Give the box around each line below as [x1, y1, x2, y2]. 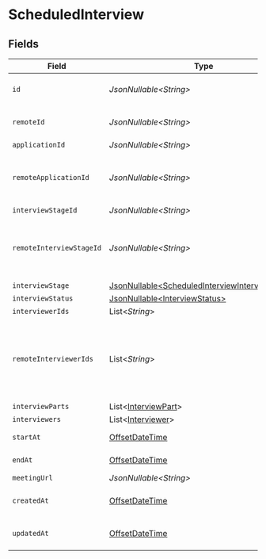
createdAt [12, 496, 49, 505]
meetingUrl [12, 473, 53, 482]
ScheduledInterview [8, 6, 145, 24]
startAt [12, 433, 41, 442]
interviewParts [12, 402, 70, 411]
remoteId [12, 117, 45, 126]
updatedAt [12, 529, 49, 538]
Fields [8, 37, 40, 51]
